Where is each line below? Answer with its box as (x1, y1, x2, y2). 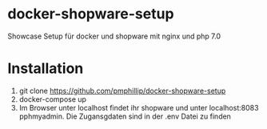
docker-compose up (18, 94, 87, 104)
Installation (7, 59, 84, 78)
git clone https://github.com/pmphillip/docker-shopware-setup (18, 86, 226, 95)
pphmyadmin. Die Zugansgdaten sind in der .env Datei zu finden (18, 111, 231, 121)
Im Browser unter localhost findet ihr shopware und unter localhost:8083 (18, 103, 259, 112)
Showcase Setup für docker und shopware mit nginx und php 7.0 (7, 31, 221, 41)
